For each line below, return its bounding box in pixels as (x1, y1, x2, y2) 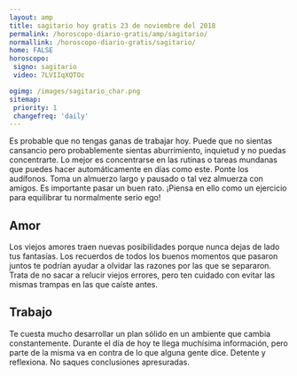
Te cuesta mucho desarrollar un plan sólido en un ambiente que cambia (9, 328, 271, 339)
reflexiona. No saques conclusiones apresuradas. (9, 356, 191, 367)
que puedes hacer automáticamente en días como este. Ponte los (9, 164, 249, 175)
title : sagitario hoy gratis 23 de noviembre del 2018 (9, 21, 216, 30)
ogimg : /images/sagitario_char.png (9, 86, 141, 96)
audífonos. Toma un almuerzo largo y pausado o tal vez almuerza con (9, 174, 264, 184)
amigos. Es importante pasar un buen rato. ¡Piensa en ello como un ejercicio (9, 183, 287, 193)
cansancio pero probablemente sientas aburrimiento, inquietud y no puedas (9, 145, 286, 156)
